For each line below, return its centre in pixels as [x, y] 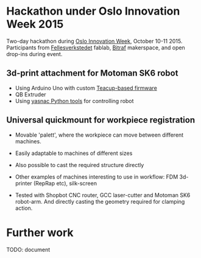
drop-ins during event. [34, 54]
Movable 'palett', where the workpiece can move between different [99, 135]
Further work [40, 232]
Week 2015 [35, 24]
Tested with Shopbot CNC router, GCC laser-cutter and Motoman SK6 [103, 195]
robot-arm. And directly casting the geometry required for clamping [100, 201]
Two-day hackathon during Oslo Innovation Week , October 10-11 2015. [94, 41]
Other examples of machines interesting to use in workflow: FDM [97, 177]
